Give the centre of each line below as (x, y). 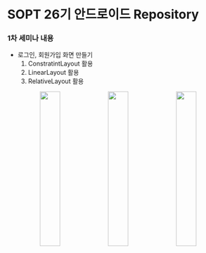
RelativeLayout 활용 (56, 81)
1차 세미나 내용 (31, 38)
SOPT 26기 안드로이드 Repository (103, 14)
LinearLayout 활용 (53, 73)
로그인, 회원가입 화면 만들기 (55, 55)
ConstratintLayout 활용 (60, 63)
